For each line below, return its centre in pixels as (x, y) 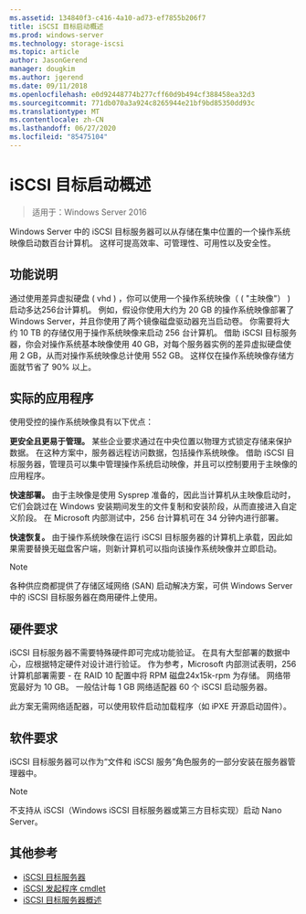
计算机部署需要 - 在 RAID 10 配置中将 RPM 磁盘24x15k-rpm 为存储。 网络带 (150, 675)
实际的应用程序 (52, 399)
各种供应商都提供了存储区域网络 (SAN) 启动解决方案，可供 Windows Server (151, 586)
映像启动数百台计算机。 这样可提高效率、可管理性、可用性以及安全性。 (142, 242)
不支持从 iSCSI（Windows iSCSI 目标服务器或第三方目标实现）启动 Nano (146, 811)
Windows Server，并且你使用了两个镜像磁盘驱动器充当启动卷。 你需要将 (146, 321)
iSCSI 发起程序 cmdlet (64, 888)
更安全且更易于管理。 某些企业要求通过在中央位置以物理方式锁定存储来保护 (151, 441)
